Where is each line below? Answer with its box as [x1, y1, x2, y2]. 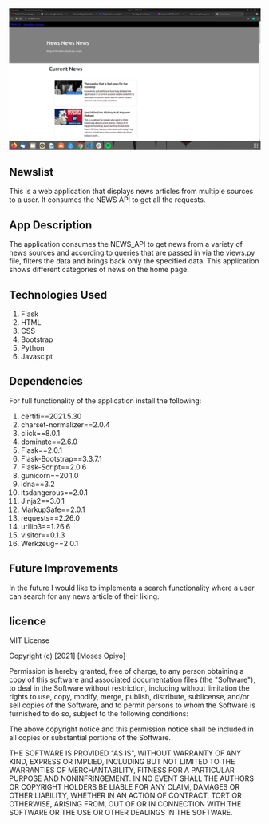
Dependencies [9, 374, 83, 388]
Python [20, 343, 45, 352]
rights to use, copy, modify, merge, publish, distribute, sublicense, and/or [9, 692, 250, 702]
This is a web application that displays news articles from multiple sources [9, 187, 254, 196]
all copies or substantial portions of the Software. [9, 733, 171, 743]
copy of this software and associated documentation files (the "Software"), [9, 675, 256, 685]
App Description [9, 218, 93, 232]
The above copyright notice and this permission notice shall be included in [9, 724, 254, 734]
